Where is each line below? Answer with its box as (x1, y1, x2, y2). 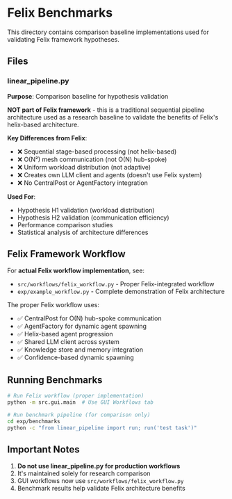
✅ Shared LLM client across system (17, 338, 120, 346)
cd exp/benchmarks (7, 418, 60, 425)
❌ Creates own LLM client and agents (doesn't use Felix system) (17, 170, 203, 179)
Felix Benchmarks (7, 5, 113, 21)
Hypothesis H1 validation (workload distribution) (17, 206, 155, 214)
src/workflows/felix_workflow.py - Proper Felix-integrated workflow (17, 280, 215, 288)
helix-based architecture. (7, 120, 79, 129)
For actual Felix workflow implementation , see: (7, 266, 144, 275)
